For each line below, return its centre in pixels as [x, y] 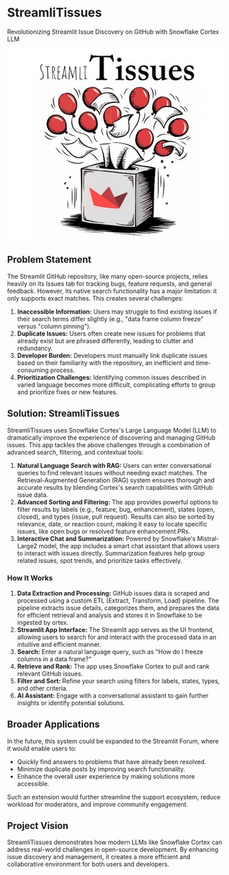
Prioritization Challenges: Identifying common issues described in [111, 377]
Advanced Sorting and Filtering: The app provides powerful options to [117, 502]
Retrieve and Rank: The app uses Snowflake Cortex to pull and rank [113, 666]
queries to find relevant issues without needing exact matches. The [112, 473]
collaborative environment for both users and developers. [88, 864]
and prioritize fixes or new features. [67, 392]
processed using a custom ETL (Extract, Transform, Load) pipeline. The [118, 601]
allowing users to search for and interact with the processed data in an [117, 637]
